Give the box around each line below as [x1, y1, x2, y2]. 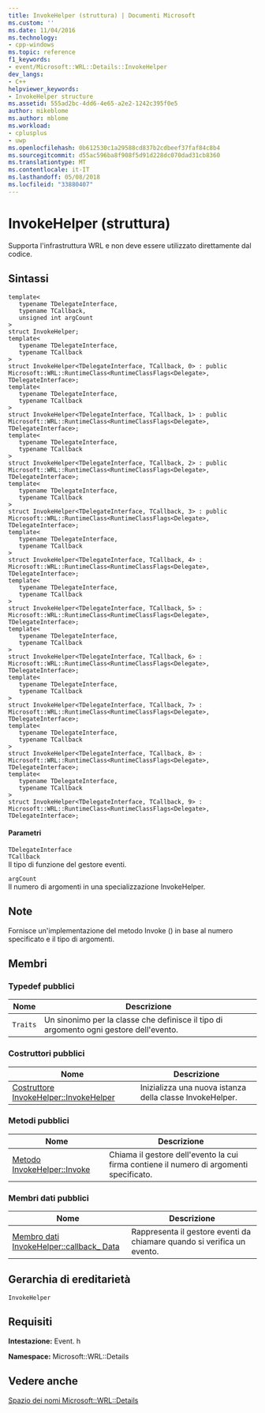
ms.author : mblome [8, 115, 69, 122]
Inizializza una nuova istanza [140, 1082, 247, 1093]
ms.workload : [8, 122, 51, 130]
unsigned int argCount [18, 314, 93, 322]
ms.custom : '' [8, 19, 55, 27]
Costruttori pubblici [8, 1048, 85, 1059]
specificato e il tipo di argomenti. [8, 934, 115, 944]
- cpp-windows [8, 41, 55, 49]
